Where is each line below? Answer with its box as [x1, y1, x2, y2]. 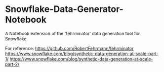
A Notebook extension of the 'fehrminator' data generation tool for [5, 30, 140, 36]
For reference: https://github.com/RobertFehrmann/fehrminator [5, 45, 134, 51]
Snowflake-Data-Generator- [5, 3, 123, 15]
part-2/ [5, 61, 20, 67]
